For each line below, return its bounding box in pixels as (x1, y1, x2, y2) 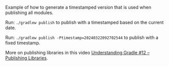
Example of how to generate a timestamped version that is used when (5, 5, 151, 10)
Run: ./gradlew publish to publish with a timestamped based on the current (5, 20, 164, 25)
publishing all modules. (5, 10, 54, 16)
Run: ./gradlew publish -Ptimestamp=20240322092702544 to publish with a (5, 35, 159, 40)
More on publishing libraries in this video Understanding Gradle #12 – (5, 50, 150, 55)
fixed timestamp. (5, 40, 41, 46)
